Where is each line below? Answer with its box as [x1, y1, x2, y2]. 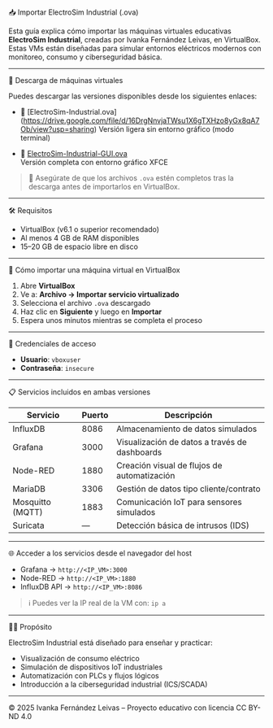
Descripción [164, 410, 213, 421]
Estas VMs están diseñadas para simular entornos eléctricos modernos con [8, 44, 262, 53]
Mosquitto [12, 496, 51, 508]
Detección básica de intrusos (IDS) [116, 520, 249, 531]
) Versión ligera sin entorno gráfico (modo [93, 124, 234, 133]
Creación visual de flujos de [116, 460, 223, 471]
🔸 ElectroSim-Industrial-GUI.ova [19, 149, 128, 158]
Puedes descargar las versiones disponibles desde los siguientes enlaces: [8, 91, 258, 101]
